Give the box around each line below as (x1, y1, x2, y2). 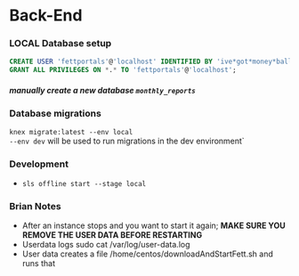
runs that (21, 258, 56, 269)
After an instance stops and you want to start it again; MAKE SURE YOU (21, 220, 287, 231)
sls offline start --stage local (21, 179, 147, 188)
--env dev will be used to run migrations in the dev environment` (9, 135, 245, 146)
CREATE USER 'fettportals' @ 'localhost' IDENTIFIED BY (9, 57, 214, 67)
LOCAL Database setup (9, 37, 112, 50)
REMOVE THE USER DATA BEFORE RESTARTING (21, 230, 203, 240)
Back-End (9, 5, 83, 26)
